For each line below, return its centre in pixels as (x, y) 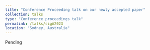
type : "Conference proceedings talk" (44, 19)
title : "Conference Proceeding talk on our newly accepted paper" (75, 10)
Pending (14, 42)
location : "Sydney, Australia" (37, 28)
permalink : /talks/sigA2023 (34, 24)
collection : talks (24, 14)
